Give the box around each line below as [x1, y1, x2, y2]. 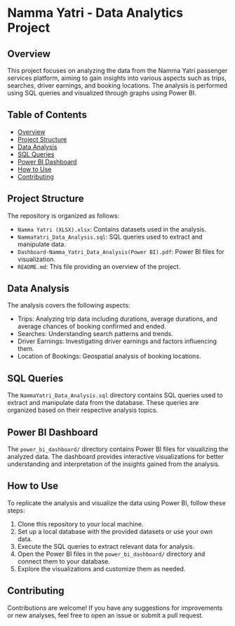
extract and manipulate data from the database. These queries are [7, 399, 199, 407]
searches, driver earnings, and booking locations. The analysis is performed [7, 81, 228, 89]
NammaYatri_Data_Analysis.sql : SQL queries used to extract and [17, 232, 203, 241]
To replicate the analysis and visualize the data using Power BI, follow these [7, 498, 226, 507]
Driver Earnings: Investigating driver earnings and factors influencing [17, 337, 217, 345]
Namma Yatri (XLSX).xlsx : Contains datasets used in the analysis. [17, 225, 207, 233]
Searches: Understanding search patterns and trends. [17, 330, 173, 338]
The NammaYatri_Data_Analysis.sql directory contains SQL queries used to [7, 391, 223, 399]
